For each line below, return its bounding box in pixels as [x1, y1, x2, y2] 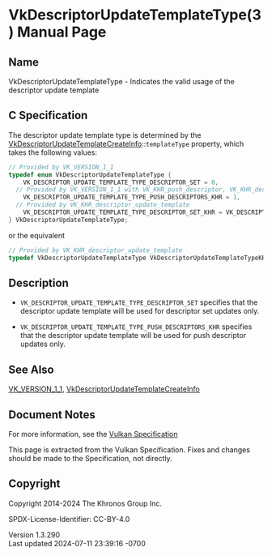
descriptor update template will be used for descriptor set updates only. [19, 306, 260, 316]
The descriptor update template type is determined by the [8, 130, 202, 139]
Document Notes [8, 408, 96, 421]
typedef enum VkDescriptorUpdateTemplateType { [8, 170, 172, 179]
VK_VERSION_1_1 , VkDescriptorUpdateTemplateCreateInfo [8, 384, 200, 394]
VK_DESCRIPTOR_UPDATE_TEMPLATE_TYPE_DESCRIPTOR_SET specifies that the [19, 297, 258, 307]
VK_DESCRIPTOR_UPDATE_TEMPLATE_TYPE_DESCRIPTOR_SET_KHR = [23, 208, 223, 216]
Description [8, 276, 69, 289]
